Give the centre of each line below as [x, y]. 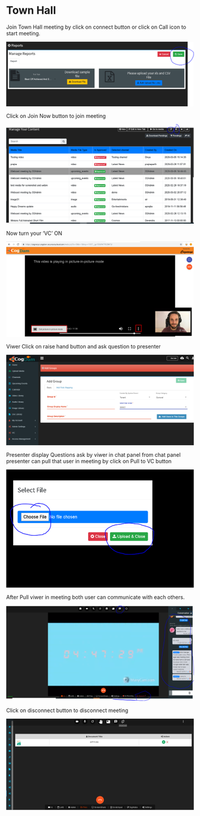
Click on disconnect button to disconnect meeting [67, 710]
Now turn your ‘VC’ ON [34, 233]
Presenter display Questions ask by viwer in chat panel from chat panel [93, 454]
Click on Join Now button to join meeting [56, 116]
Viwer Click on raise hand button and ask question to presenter [84, 346]
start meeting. [23, 33]
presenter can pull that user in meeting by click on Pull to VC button [89, 461]
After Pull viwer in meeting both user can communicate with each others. [96, 597]
